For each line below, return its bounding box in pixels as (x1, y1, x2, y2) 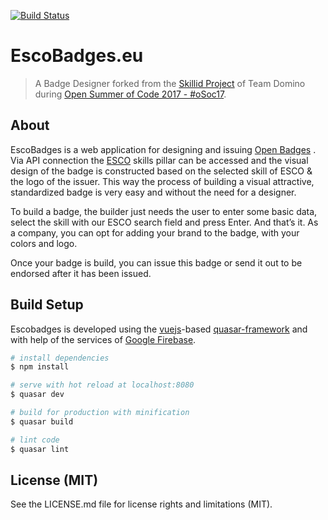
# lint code (10, 435, 60, 445)
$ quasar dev (10, 390, 65, 400)
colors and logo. (10, 237, 78, 249)
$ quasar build (10, 416, 74, 427)
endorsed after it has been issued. (10, 267, 152, 279)
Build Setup (10, 296, 84, 314)
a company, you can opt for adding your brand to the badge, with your (10, 226, 300, 239)
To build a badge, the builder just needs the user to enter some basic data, (10, 205, 318, 217)
